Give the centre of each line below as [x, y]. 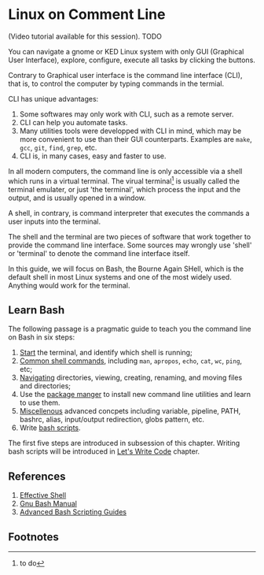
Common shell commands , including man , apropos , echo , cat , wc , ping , [130, 361]
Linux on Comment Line [87, 15]
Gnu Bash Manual [48, 504]
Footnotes [33, 537]
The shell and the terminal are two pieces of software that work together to [130, 236]
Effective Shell [43, 495]
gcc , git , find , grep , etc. [58, 147]
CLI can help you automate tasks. [73, 122]
